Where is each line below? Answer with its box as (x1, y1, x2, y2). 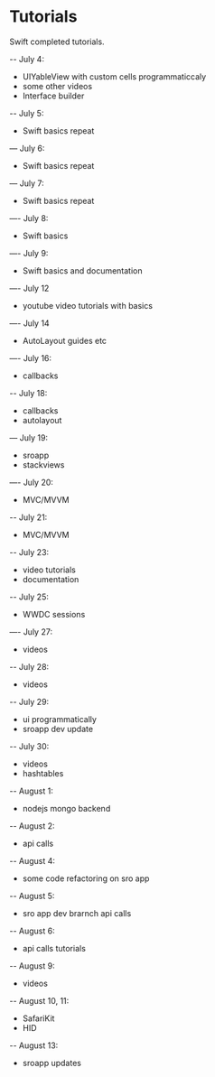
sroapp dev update (22, 723, 93, 734)
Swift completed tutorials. (9, 36, 106, 47)
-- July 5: (9, 107, 44, 118)
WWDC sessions (22, 608, 86, 619)
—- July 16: (9, 352, 52, 363)
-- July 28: (9, 661, 50, 672)
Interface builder (22, 90, 85, 101)
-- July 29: (9, 696, 50, 707)
